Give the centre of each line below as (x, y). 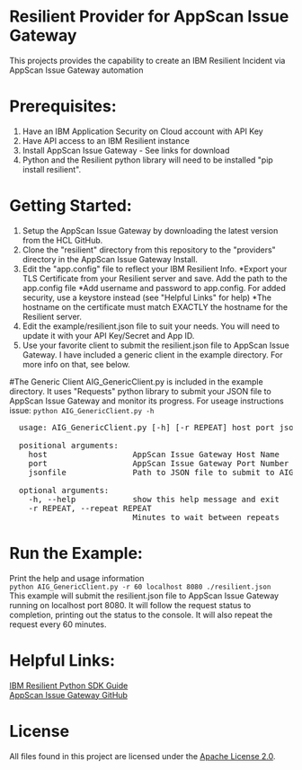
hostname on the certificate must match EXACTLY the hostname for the (155, 306)
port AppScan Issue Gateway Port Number (159, 463)
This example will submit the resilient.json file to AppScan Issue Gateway (144, 596)
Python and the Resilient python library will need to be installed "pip (148, 160)
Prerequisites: (63, 106)
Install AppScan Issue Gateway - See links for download (126, 150)
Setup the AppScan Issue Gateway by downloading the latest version (150, 230)
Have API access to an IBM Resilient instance (106, 140)
